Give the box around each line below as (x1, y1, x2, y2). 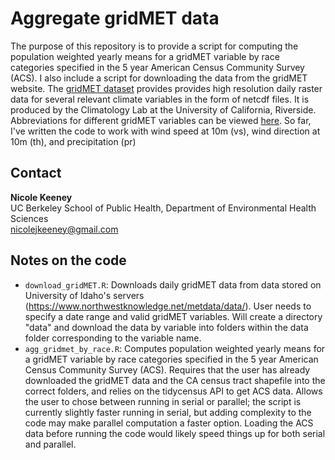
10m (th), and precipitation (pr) (10, 135, 137, 147)
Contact (10, 165, 62, 182)
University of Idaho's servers (24, 289, 145, 301)
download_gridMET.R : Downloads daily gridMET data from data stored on (24, 278, 322, 291)
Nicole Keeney (10, 191, 73, 203)
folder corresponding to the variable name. (24, 332, 202, 344)
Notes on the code (10, 252, 127, 269)
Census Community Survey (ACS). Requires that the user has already (24, 363, 311, 376)
